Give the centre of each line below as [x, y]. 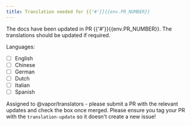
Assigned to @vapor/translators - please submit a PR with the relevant [92, 104]
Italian [22, 85]
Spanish [25, 92]
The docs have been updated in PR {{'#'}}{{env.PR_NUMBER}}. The [89, 29]
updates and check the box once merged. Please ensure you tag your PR [96, 110]
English [24, 58]
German [25, 72]
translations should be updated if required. [58, 35]
